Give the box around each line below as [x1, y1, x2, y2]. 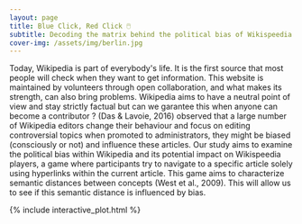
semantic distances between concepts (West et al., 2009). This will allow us [9, 177, 291, 189]
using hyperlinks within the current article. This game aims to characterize [9, 168, 285, 179]
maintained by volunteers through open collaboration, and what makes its [9, 82, 282, 93]
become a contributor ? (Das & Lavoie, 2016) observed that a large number [9, 111, 287, 121]
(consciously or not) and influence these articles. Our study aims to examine [9, 139, 293, 150]
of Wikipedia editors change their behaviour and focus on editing [9, 121, 251, 131]
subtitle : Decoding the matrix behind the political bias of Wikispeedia [9, 30, 293, 39]
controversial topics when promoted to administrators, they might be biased [9, 130, 291, 140]
